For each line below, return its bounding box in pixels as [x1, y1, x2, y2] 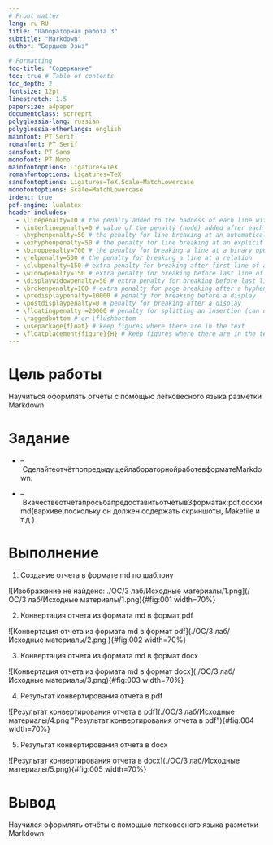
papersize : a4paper [8, 103, 75, 111]
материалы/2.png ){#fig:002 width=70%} [45, 635, 187, 645]
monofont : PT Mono [8, 156, 71, 164]
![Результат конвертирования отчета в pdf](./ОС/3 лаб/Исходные [8, 706, 236, 717]
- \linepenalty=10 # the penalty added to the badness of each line [15, 216, 253, 224]
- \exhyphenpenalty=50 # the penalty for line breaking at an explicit [15, 239, 264, 247]
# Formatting [8, 57, 53, 65]
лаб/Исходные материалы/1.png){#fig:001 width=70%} [28, 595, 216, 605]
